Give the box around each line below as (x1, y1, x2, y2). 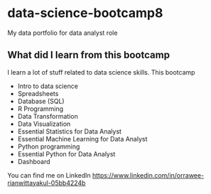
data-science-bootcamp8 (7, 5, 163, 21)
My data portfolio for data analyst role (7, 28, 118, 37)
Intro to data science (17, 82, 78, 90)
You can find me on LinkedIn (7, 171, 91, 179)
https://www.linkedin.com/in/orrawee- (92, 171, 205, 179)
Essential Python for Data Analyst (17, 149, 116, 158)
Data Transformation (17, 112, 78, 120)
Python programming (17, 142, 80, 151)
